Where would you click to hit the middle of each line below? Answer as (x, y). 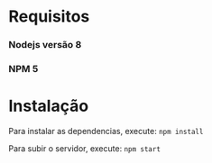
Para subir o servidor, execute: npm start (85, 148)
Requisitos (49, 17)
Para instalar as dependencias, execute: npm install (106, 131)
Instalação (49, 106)
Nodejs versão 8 (45, 45)
